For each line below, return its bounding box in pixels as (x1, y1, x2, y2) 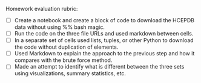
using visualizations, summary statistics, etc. (14, 70, 127, 77)
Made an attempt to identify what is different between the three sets (14, 63, 185, 70)
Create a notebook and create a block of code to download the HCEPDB (14, 17, 195, 23)
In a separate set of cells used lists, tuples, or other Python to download (14, 37, 194, 44)
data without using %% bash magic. (14, 23, 105, 31)
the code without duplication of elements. (14, 43, 119, 51)
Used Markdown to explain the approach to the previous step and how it (14, 50, 195, 57)
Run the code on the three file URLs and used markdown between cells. (14, 30, 194, 37)
